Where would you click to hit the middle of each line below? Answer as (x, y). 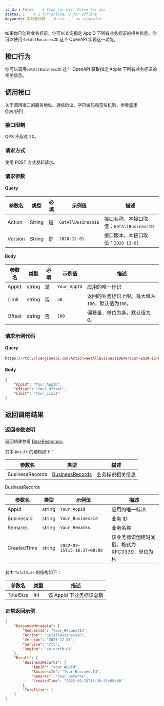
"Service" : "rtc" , (41, 644)
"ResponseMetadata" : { (37, 626)
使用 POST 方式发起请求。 (31, 162)
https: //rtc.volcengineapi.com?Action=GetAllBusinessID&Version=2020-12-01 (84, 359)
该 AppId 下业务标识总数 (76, 595)
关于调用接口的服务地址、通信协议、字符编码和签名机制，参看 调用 (71, 105)
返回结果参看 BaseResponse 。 (36, 442)
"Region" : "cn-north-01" (48, 649)
